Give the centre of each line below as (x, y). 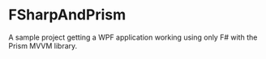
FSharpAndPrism (67, 15)
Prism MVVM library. (43, 45)
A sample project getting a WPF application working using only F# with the (133, 37)
